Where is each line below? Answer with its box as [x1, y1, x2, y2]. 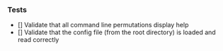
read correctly [17, 36, 59, 44]
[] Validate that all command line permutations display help [17, 21, 189, 29]
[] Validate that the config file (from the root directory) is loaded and [17, 28, 216, 36]
